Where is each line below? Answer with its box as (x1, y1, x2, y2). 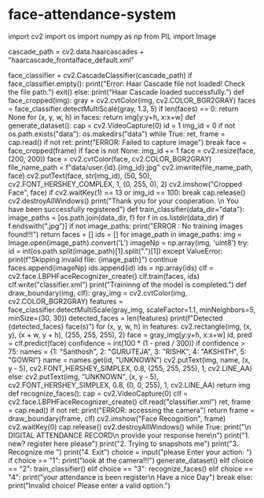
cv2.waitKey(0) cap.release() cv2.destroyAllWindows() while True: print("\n (8, 422, 251, 431)
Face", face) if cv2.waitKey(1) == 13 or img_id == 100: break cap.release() (8, 188, 246, 197)
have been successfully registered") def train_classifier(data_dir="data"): (8, 204, 245, 214)
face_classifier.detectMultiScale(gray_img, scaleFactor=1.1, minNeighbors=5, (8, 305, 256, 314)
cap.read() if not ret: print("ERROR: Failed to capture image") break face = (8, 137, 247, 147)
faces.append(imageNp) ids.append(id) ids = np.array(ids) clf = (8, 262, 214, 273)
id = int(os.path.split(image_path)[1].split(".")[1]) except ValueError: (8, 246, 223, 255)
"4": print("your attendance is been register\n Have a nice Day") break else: (8, 472, 253, 481)
